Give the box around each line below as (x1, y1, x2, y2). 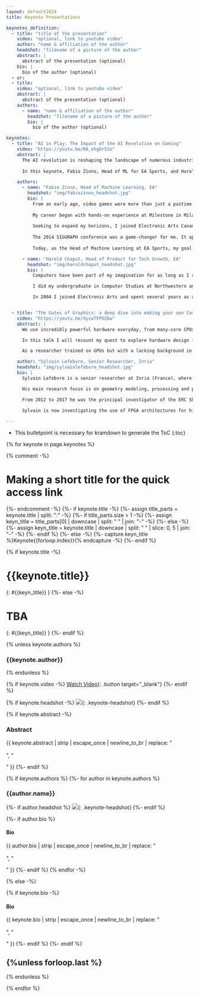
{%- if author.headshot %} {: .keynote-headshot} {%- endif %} (6, 803, 166, 811)
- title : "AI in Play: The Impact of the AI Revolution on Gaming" (11, 141, 182, 147)
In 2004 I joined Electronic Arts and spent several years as (32, 294, 190, 300)
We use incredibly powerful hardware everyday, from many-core (21, 326, 182, 333)
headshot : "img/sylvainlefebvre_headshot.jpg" (17, 364, 134, 370)
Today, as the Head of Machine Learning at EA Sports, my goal (32, 245, 192, 251)
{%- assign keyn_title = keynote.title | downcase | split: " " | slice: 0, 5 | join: (6, 524, 191, 532)
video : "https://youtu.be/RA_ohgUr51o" (17, 146, 115, 152)
